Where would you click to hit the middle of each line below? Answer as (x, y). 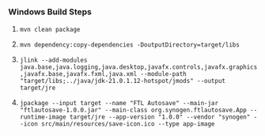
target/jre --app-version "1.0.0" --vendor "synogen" (160, 117)
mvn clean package (50, 30)
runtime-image (43, 117)
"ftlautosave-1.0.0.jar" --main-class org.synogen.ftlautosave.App (133, 110)
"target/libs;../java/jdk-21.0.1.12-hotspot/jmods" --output (123, 81)
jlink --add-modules (53, 60)
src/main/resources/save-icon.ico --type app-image (128, 124)
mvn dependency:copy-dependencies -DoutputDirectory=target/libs (129, 45)
